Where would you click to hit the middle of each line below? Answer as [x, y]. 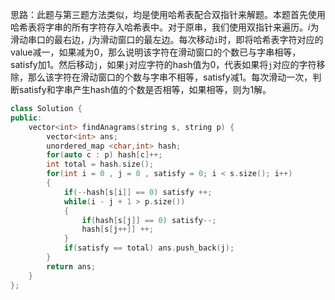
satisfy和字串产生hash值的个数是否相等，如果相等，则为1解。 [145, 89]
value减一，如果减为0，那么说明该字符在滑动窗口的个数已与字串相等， [156, 52]
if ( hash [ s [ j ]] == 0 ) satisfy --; [149, 220]
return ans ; [71, 266]
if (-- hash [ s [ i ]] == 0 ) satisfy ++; [138, 192]
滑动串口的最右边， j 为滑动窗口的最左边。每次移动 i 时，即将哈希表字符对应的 [167, 39]
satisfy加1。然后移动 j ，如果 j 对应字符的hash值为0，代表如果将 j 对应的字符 [163, 64]
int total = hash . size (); [100, 164]
